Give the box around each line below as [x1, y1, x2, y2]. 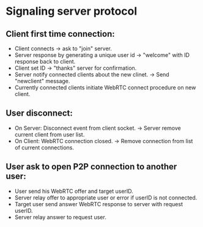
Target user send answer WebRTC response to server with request [14, 200, 183, 207]
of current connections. [14, 144, 75, 151]
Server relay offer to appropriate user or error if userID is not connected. [14, 194, 197, 201]
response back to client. [14, 58, 76, 65]
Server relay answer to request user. [14, 213, 106, 221]
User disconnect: [6, 108, 73, 119]
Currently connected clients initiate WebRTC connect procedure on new [14, 84, 196, 91]
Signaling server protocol [6, 4, 138, 18]
